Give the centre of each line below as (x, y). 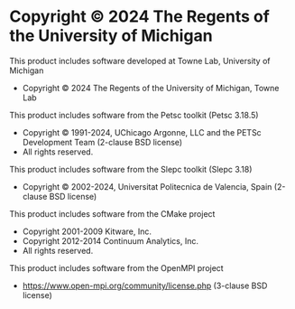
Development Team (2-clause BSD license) (102, 142)
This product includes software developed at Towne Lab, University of (140, 61)
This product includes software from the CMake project (112, 213)
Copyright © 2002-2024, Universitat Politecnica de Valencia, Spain (147, 186)
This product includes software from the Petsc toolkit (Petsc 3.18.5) (134, 115)
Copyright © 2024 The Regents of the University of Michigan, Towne (151, 88)
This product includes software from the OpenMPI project (116, 267)
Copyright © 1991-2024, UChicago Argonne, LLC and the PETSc (142, 132)
